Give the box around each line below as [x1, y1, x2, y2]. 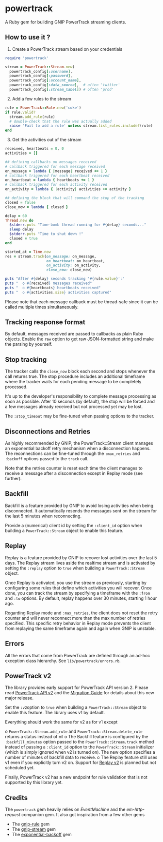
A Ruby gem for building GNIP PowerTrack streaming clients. [5, 19, 126, 25]
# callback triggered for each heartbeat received [5, 173, 110, 178]
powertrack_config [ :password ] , [9, 74, 73, 78]
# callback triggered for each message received [5, 164, 105, 169]
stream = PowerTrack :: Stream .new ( [5, 64, 75, 69]
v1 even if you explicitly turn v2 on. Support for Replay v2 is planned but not [5, 760, 156, 765]
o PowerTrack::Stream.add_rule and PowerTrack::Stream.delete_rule [5, 728, 143, 734]
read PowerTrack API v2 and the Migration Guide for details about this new [5, 690, 154, 696]
